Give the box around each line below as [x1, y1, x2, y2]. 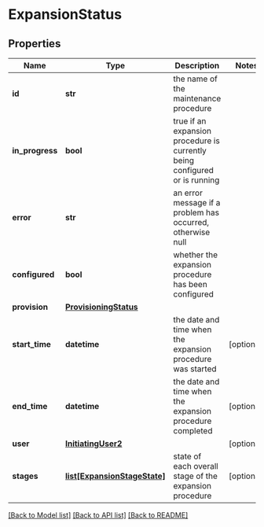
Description [174, 61, 220, 71]
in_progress [12, 146, 58, 156]
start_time [12, 339, 51, 349]
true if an [173, 116, 207, 127]
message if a [173, 197, 221, 208]
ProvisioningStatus [65, 301, 139, 312]
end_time [12, 401, 48, 411]
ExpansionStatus [8, 6, 123, 24]
